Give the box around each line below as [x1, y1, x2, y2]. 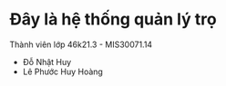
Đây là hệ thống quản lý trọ [9, 9, 217, 30]
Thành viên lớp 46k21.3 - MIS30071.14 [9, 39, 153, 50]
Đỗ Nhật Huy [22, 56, 72, 67]
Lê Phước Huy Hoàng [22, 66, 103, 77]
